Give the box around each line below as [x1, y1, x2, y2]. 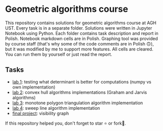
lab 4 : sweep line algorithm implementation [12, 105, 100, 111]
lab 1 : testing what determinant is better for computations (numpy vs [12, 79, 152, 85]
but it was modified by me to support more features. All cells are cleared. [5, 46, 154, 52]
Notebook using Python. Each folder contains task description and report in [5, 30, 159, 36]
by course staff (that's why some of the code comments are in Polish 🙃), [5, 41, 154, 46]
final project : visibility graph [12, 110, 69, 116]
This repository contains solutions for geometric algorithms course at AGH [5, 20, 157, 26]
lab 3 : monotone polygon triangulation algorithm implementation [12, 100, 143, 106]
